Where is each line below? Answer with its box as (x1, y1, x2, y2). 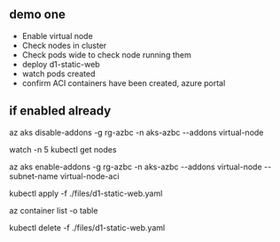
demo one (9, 7, 66, 22)
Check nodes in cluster (21, 40, 107, 51)
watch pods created (21, 68, 96, 79)
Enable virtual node (21, 30, 93, 41)
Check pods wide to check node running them (21, 49, 192, 60)
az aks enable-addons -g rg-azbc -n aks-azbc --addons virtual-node (9, 161, 263, 172)
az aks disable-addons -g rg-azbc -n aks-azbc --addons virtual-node (9, 127, 264, 137)
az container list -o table (9, 205, 98, 215)
